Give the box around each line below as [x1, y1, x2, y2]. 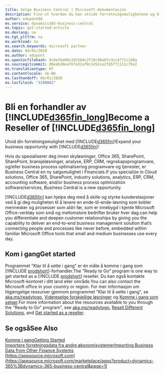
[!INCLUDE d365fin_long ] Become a [5, 111, 150, 123]
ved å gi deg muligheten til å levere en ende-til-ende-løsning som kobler [5, 199, 151, 205]
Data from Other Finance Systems [5, 347, 74, 353]
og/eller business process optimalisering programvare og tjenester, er [5, 163, 146, 169]
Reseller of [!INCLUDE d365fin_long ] [5, 122, 155, 133]
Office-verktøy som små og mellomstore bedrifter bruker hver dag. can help [5, 210, 158, 215]
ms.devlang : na [5, 30, 36, 35]
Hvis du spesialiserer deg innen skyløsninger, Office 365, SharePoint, [5, 153, 145, 159]
